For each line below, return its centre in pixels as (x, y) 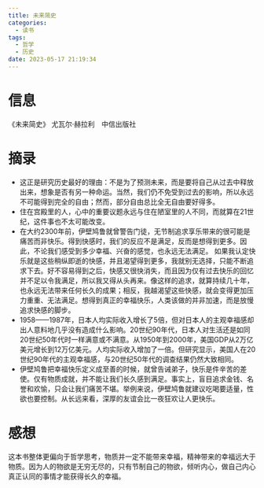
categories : (27, 23)
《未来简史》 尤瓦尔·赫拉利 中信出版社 (72, 124)
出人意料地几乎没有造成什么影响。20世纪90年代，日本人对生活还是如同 (135, 329)
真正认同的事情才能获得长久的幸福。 (67, 476)
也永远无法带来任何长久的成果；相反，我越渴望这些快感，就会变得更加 (133, 290)
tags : (17, 37)
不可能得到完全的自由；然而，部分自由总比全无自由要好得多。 (119, 201)
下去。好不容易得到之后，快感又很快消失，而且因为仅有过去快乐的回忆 (140, 270)
